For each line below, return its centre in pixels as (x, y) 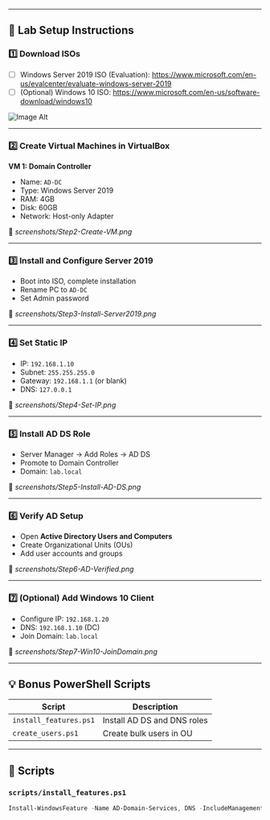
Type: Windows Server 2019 (67, 191)
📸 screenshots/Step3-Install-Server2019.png (82, 314)
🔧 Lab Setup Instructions (71, 30)
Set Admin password (55, 298)
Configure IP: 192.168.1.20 (64, 619)
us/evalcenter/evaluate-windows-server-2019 (96, 83)
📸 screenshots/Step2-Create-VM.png (70, 232)
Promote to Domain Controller (69, 463)
